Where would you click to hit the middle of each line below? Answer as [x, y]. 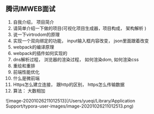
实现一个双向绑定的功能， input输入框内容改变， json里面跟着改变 [81, 40]
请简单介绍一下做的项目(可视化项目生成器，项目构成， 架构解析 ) [80, 28]
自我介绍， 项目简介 [33, 22]
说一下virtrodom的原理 [36, 34]
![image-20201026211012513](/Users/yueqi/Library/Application [70, 100]
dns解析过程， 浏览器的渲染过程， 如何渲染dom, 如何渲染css [76, 59]
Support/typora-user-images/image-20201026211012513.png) [70, 106]
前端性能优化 [26, 72]
